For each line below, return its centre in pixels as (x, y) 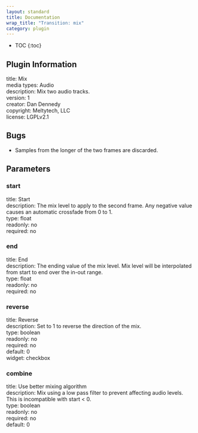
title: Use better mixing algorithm (46, 386)
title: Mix (17, 79)
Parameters (28, 169)
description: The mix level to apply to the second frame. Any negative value (99, 205)
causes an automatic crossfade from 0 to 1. (60, 212)
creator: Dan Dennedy (33, 104)
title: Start (18, 199)
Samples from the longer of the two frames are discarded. (86, 150)
